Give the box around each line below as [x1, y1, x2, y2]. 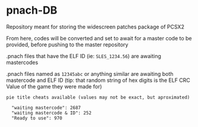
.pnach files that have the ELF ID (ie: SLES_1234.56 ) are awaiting [6, 52, 162, 59]
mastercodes [6, 59, 39, 66]
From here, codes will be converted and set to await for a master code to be [6, 34, 192, 42]
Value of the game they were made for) [6, 82, 102, 90]
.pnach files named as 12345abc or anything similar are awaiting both [6, 70, 174, 77]
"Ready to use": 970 [11, 115, 62, 121]
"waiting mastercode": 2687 [11, 104, 81, 110]
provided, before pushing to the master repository [6, 41, 129, 48]
